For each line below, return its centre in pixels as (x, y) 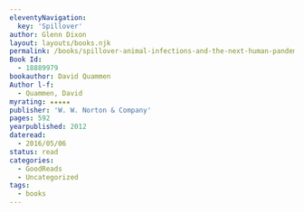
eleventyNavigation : (48, 18)
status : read (34, 152)
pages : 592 (30, 118)
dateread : (28, 135)
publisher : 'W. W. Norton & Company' (81, 110)
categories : (32, 160)
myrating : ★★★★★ (40, 101)
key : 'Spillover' (50, 26)
